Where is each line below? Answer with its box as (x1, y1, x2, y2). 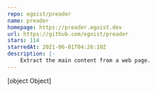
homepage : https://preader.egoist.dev (7, 24, 122, 31)
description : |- (7, 51, 55, 58)
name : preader (7, 17, 50, 24)
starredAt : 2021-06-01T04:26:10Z (7, 44, 107, 51)
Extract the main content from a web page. (20, 57, 151, 64)
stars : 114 (7, 37, 40, 44)
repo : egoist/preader (7, 10, 72, 18)
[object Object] (7, 76, 52, 85)
